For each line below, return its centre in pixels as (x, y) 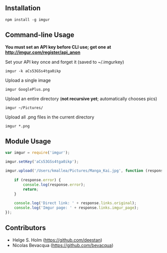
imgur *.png (17, 126)
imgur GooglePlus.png (28, 89)
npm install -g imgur (28, 19)
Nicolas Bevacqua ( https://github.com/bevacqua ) (63, 245)
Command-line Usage (40, 35)
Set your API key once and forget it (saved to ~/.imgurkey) (65, 62)
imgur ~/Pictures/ (24, 108)
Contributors (26, 228)
